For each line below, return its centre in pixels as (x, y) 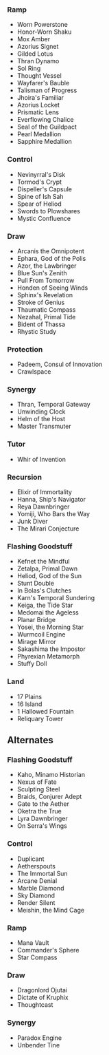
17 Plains (29, 696)
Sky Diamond (36, 895)
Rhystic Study (37, 331)
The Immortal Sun (42, 873)
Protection (25, 349)
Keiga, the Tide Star (45, 605)
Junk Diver (32, 522)
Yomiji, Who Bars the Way (53, 514)
